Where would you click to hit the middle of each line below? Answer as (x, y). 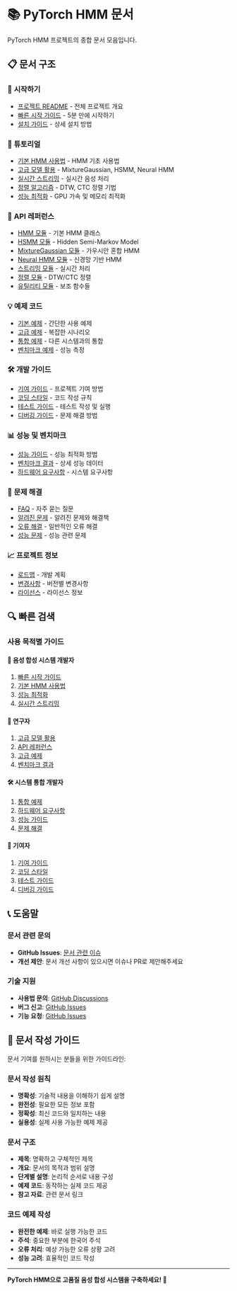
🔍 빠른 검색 (31, 617)
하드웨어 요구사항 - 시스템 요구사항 (65, 472)
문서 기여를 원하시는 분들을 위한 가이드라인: (67, 1059)
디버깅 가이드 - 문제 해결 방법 (57, 415)
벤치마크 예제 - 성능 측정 (51, 349)
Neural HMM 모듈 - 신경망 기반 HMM (69, 260)
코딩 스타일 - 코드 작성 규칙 (55, 397)
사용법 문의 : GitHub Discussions (63, 998)
